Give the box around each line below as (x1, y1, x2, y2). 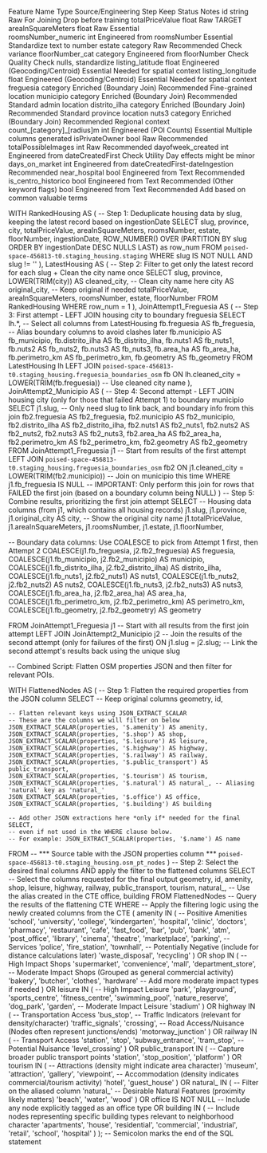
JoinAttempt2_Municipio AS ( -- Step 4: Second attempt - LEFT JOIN (8, 387, 234, 395)
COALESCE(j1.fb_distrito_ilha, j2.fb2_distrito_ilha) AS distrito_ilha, (8, 563, 222, 573)
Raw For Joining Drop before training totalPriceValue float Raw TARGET (8, 15, 242, 25)
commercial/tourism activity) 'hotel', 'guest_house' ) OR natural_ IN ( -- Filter (8, 1078, 259, 1087)
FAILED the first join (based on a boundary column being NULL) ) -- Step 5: (8, 488, 255, 498)
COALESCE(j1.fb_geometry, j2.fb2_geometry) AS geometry (8, 605, 202, 615)
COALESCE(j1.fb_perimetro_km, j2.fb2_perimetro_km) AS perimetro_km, (8, 597, 245, 606)
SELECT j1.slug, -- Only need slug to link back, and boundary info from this (8, 403, 254, 413)
